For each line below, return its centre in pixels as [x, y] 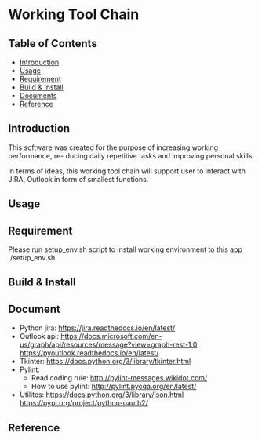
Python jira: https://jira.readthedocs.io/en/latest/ [97, 328]
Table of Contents [53, 44]
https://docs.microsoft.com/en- [111, 336]
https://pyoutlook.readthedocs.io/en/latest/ [89, 353]
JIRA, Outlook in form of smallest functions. [78, 179]
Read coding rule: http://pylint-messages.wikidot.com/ [119, 378]
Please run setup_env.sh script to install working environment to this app [126, 249]
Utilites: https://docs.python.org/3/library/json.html [102, 395]
